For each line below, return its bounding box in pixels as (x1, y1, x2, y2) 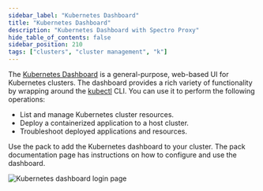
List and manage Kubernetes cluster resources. (19, 110, 175, 119)
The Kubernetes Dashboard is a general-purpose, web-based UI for (8, 70, 229, 79)
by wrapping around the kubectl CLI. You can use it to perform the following (8, 86, 255, 95)
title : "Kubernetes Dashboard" (8, 19, 111, 27)
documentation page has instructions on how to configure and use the (8, 150, 237, 160)
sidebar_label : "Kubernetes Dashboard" (8, 11, 140, 20)
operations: (8, 95, 46, 104)
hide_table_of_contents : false (8, 33, 111, 42)
